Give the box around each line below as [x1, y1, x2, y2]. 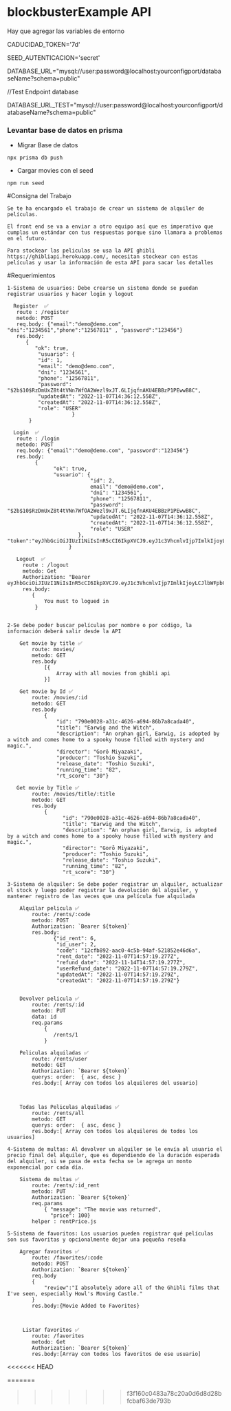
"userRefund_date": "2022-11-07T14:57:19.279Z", [56, 965, 198, 973]
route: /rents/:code [32, 911, 91, 918]
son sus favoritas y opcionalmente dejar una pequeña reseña [7, 1236, 186, 1243]
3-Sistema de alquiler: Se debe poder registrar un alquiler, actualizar [7, 881, 223, 888]
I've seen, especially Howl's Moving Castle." [7, 1291, 143, 1297]
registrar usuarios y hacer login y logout [7, 290, 134, 298]
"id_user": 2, [56, 941, 97, 948]
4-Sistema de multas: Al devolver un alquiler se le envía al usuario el [7, 1146, 223, 1153]
